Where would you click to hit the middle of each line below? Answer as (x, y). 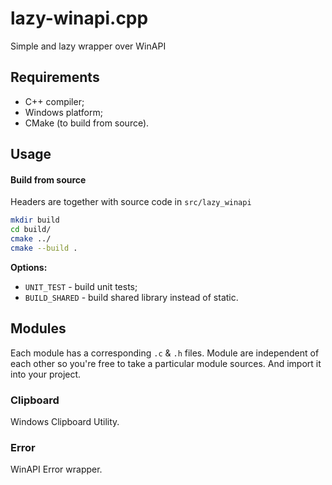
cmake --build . (44, 248)
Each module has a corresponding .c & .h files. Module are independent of (165, 353)
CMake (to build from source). (87, 123)
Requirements (55, 77)
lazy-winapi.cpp (79, 18)
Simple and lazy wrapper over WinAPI (88, 46)
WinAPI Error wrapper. (56, 469)
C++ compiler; (54, 101)
